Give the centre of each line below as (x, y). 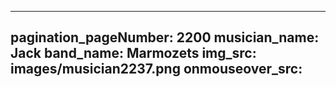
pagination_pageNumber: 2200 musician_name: (165, 37)
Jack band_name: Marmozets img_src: (133, 53)
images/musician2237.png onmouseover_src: (156, 69)
